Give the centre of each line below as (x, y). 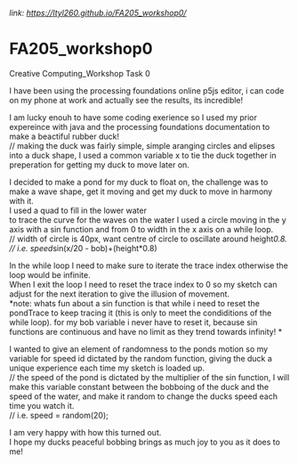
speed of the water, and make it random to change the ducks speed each (144, 396)
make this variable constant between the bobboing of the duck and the (139, 387)
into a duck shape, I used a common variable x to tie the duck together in (143, 155)
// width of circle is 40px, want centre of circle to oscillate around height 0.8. (148, 239)
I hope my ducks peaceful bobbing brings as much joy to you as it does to (145, 442)
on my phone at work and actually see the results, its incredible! (126, 100)
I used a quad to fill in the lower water (78, 210)
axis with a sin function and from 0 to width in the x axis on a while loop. (141, 229)
